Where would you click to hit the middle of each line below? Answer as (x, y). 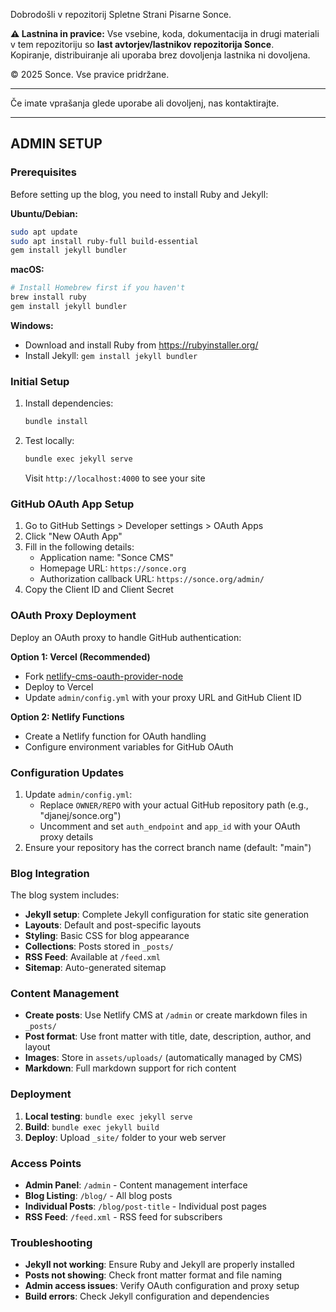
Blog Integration (50, 873)
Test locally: (49, 441)
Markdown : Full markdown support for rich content (130, 1068)
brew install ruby (48, 297)
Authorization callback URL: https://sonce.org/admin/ (152, 579)
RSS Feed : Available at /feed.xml (92, 957)
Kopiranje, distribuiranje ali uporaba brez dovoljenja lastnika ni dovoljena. (160, 55)
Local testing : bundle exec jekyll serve (108, 1116)
